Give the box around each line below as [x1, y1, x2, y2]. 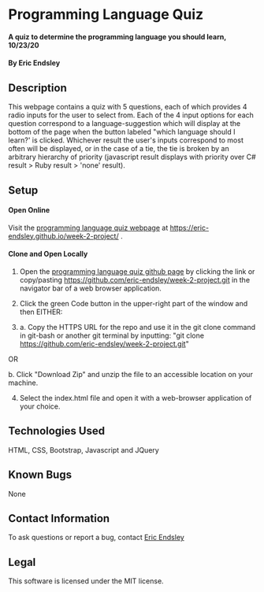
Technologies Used [8, 424, 105, 438]
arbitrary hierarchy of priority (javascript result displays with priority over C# [8, 152, 256, 162]
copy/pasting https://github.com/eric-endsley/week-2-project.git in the [19, 275, 251, 284]
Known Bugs [8, 468, 73, 482]
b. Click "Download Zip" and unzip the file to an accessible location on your [8, 369, 254, 379]
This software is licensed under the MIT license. [8, 576, 164, 586]
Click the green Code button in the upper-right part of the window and [19, 298, 248, 308]
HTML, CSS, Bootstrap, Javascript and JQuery [8, 445, 159, 454]
